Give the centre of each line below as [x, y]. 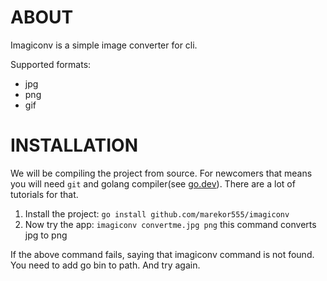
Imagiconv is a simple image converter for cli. [104, 45]
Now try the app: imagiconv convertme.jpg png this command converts [170, 224]
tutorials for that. [44, 194]
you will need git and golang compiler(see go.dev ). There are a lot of [153, 183]
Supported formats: [51, 64]
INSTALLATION [74, 145]
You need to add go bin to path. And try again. [105, 265]
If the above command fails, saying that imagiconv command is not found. [162, 254]
